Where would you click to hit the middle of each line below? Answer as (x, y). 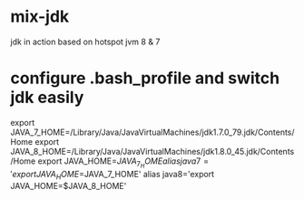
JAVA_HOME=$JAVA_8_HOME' (69, 185)
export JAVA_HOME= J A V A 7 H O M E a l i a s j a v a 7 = (123, 162)
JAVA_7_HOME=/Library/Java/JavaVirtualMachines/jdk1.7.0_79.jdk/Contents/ (152, 132)
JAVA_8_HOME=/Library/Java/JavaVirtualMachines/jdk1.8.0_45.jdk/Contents (152, 151)
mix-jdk (40, 17)
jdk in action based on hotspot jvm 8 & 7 (85, 42)
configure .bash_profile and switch (145, 78)
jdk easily (47, 98)
